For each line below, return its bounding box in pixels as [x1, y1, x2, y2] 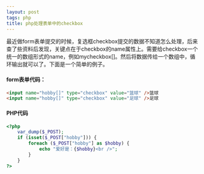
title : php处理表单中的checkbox [6, 20, 84, 26]
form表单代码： [6, 76, 46, 83]
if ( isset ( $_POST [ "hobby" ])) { [17, 135, 97, 141]
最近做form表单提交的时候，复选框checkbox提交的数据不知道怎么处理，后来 [6, 38, 199, 45]
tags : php [6, 15, 32, 21]
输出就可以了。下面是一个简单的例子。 [11, 60, 108, 68]
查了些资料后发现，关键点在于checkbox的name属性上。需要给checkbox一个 [6, 45, 199, 53]
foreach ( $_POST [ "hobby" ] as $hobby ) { [28, 140, 130, 147]
